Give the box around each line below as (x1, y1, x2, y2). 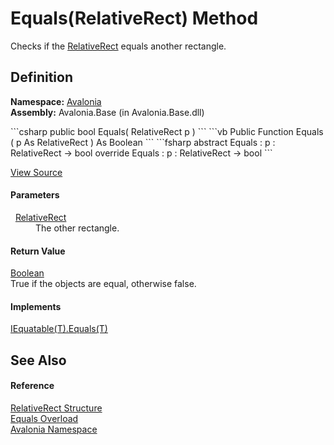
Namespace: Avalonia (10, 95, 102, 107)
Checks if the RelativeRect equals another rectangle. (10, 40, 227, 52)
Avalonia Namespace (10, 423, 98, 435)
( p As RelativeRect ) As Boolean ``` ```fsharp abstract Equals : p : (10, 136, 276, 148)
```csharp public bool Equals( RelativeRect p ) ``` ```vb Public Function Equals (10, 125, 324, 137)
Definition (10, 69, 73, 86)
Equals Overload (10, 412, 79, 424)
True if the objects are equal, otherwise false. (10, 278, 197, 290)
